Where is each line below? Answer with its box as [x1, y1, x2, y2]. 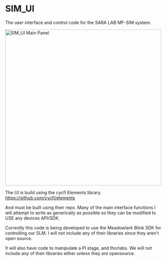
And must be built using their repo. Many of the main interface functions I [5, 204, 156, 210]
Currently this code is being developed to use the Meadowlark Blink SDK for [5, 225, 162, 231]
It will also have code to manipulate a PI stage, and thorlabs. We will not [5, 245, 152, 251]
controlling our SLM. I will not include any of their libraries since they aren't [5, 230, 159, 236]
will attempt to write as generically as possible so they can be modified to [5, 210, 156, 216]
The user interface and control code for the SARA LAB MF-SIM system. [5, 19, 152, 25]
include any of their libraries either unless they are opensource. [5, 250, 136, 256]
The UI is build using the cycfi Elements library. [5, 189, 102, 195]
